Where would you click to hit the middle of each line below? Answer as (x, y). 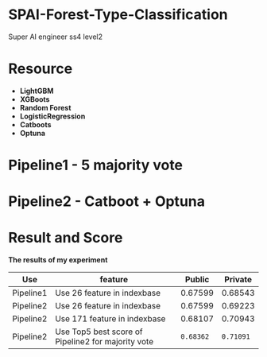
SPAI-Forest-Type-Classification (118, 15)
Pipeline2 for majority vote (104, 342)
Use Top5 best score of (99, 332)
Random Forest (45, 107)
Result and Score (66, 238)
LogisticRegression (52, 116)
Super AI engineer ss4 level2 (56, 37)
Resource (41, 69)
